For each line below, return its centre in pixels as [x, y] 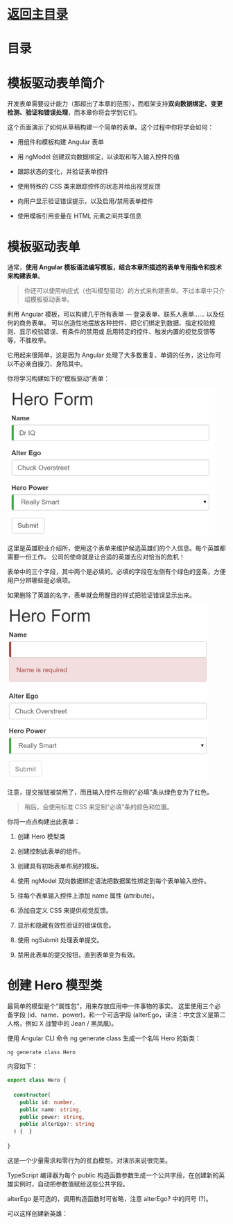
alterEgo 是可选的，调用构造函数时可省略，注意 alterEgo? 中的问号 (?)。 [110, 1198]
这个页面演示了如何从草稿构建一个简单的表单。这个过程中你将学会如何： [110, 127]
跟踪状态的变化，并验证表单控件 [63, 172]
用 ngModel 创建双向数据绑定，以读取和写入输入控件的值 [98, 157]
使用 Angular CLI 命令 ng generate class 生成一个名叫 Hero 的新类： [104, 1038]
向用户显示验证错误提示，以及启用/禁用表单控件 [85, 201]
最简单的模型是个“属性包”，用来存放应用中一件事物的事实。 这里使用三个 [111, 1006]
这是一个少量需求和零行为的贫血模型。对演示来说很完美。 [89, 1160]
